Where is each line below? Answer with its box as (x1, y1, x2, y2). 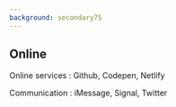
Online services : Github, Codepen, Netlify (9, 70, 165, 81)
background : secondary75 (9, 13, 102, 22)
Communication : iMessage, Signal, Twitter (9, 87, 168, 99)
